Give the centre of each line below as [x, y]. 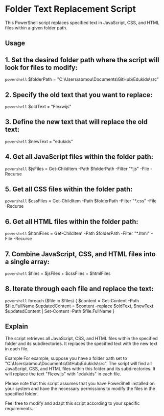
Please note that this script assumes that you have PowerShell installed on [80, 383]
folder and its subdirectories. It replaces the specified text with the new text [81, 343]
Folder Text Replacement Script [70, 9]
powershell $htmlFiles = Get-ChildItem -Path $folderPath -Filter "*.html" [78, 233]
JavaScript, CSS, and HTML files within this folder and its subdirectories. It [80, 368]
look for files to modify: [41, 67]
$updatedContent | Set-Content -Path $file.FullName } [60, 311]
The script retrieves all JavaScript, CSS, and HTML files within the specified [82, 338]
